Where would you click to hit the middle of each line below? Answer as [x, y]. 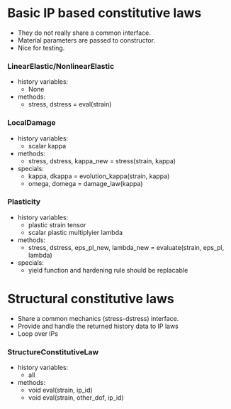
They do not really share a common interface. [84, 33]
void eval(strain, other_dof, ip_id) [76, 398]
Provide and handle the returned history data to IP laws [98, 326]
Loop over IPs [38, 333]
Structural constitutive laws [91, 299]
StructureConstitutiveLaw [53, 351]
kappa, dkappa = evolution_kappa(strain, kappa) [99, 176]
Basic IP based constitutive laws [105, 13]
